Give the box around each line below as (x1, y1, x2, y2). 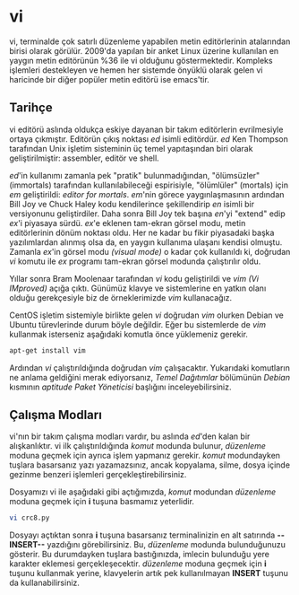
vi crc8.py (9, 513, 50, 522)
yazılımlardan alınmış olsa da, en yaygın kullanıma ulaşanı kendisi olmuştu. (9, 236, 283, 248)
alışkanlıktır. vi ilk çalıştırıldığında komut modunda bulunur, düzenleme (9, 441, 267, 451)
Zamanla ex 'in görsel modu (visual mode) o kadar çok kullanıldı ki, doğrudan (9, 246, 291, 257)
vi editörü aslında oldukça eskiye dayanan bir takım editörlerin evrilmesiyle (9, 124, 284, 135)
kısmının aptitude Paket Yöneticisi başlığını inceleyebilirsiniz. (9, 381, 232, 392)
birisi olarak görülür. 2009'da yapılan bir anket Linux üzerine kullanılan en (9, 45, 279, 56)
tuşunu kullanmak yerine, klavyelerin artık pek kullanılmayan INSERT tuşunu (9, 568, 289, 579)
